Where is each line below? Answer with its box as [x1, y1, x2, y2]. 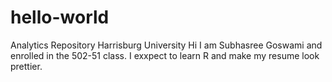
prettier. [10, 60, 43, 72]
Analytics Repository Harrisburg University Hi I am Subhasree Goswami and [10, 39, 323, 51]
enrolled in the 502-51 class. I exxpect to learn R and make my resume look [10, 49, 320, 61]
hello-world [10, 6, 110, 29]
